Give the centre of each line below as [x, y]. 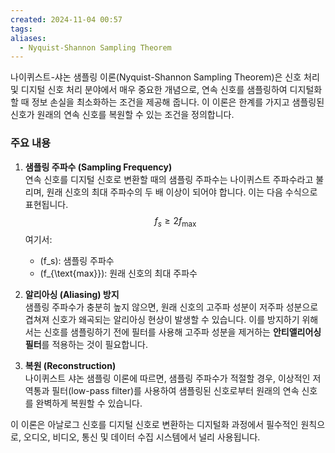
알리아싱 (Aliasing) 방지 [72, 295]
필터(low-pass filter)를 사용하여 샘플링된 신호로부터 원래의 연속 [175, 391]
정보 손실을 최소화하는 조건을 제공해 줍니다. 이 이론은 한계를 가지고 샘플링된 [178, 102]
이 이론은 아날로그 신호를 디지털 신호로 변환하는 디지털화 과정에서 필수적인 [154, 425]
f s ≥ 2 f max [175, 221]
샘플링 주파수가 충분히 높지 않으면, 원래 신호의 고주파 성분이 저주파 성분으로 [171, 307]
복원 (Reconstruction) [70, 366]
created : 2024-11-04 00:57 [66, 19]
